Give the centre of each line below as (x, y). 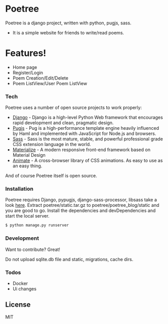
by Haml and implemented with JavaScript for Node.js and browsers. (84, 134)
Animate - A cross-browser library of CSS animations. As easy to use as (88, 161)
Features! (26, 53)
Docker (20, 283)
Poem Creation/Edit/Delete (40, 78)
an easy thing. (27, 166)
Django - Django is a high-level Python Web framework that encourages (88, 118)
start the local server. (27, 216)
